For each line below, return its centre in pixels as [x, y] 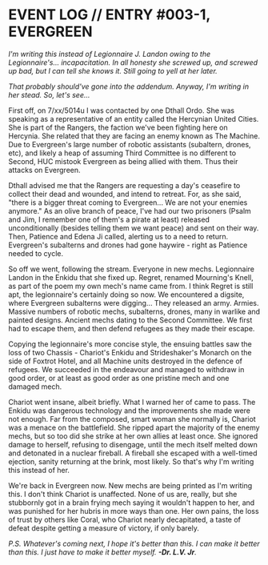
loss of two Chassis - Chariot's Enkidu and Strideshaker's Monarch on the [130, 352]
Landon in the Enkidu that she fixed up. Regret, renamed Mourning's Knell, [131, 277]
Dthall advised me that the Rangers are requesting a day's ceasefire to [124, 185]
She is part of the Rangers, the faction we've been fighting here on [118, 127]
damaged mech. [35, 387]
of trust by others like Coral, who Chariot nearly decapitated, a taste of [125, 519]
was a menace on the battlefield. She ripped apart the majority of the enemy [134, 427]
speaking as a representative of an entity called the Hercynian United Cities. [134, 118]
